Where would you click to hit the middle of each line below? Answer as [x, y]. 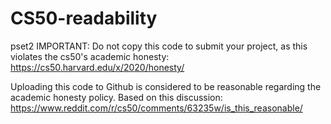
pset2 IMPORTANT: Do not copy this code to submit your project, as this [159, 46]
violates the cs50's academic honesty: [90, 56]
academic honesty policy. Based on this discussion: [116, 97]
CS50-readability [84, 18]
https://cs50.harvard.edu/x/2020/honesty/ [97, 67]
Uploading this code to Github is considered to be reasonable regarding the [166, 86]
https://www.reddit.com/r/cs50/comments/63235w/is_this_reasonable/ [156, 108]
